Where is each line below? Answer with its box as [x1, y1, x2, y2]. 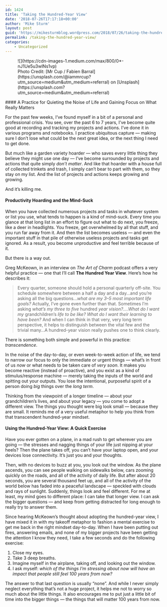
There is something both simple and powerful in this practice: [5, 336, 131, 343]
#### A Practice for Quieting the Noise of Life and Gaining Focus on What [5, 99, 157, 105]
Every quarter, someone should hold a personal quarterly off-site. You [17, 285, 161, 291]
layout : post [5, 26, 32, 31]
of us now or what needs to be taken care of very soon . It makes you [5, 362, 146, 368]
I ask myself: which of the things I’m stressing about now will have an [12, 566, 155, 572]
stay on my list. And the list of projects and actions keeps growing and [5, 171, 149, 177]
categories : [5, 40, 30, 45]
